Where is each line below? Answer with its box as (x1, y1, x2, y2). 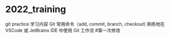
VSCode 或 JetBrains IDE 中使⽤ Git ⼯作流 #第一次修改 (5, 27, 121, 33)
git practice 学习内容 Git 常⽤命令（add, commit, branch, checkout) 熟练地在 (5, 21, 165, 27)
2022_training (5, 4, 66, 15)
